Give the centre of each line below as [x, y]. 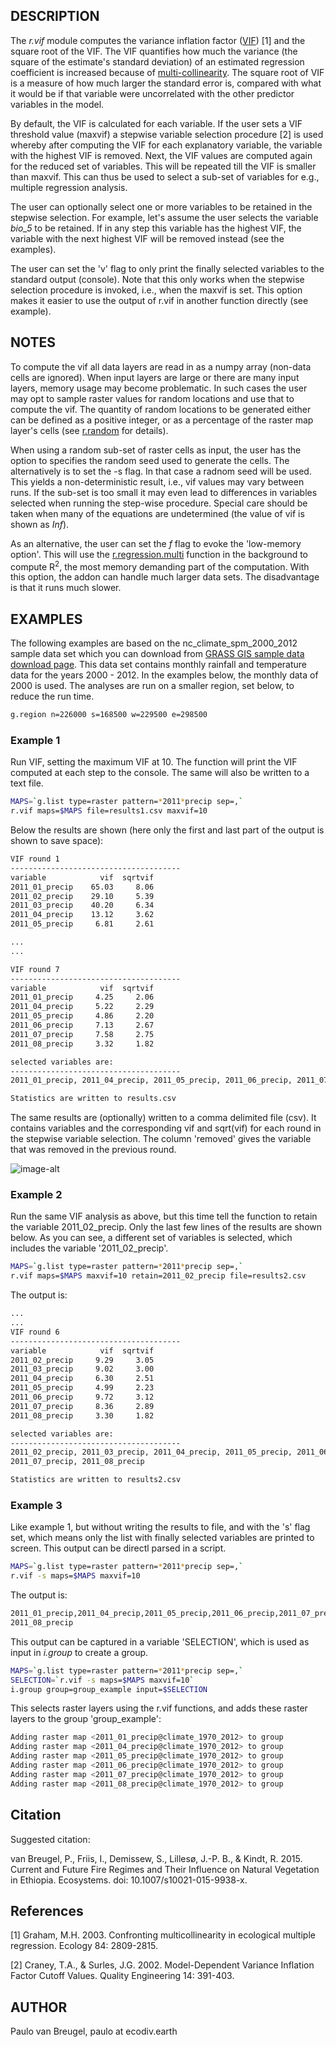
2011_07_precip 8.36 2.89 [82, 1406]
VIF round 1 [35, 859]
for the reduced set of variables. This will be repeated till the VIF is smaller [163, 166]
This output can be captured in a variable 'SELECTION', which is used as [160, 1641]
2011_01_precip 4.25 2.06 [82, 997]
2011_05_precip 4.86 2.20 [82, 1016]
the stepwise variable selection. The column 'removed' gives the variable [161, 1139]
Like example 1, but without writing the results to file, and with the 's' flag [160, 1527]
